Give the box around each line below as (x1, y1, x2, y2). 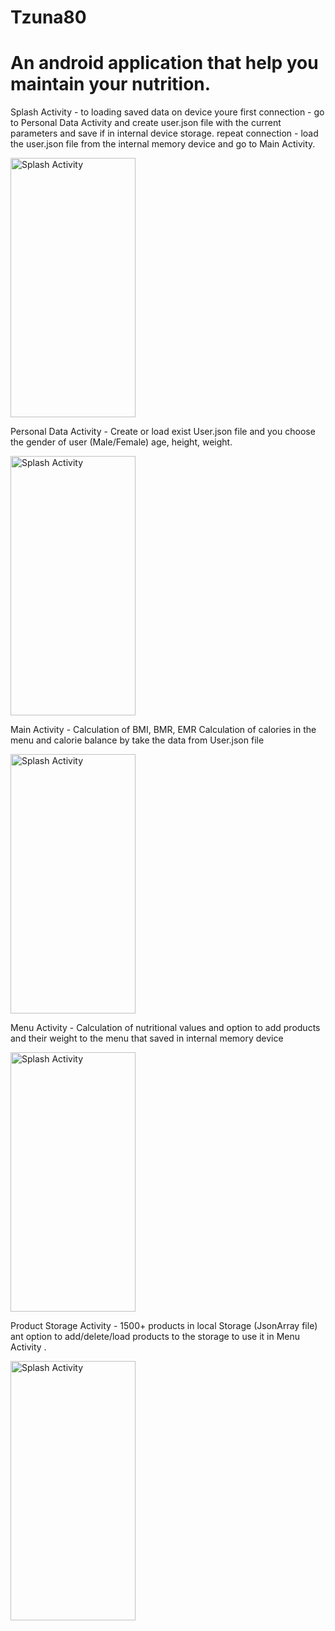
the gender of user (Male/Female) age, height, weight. (10, 436, 233, 448)
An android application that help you (10, 52, 319, 75)
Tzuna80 (10, 6, 87, 29)
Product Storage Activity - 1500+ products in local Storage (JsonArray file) (10, 1320, 318, 1332)
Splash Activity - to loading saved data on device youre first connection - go (10, 106, 325, 118)
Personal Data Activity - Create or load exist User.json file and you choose (10, 426, 316, 438)
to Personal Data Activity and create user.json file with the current (10, 117, 282, 129)
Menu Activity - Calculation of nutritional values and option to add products (10, 1022, 321, 1034)
